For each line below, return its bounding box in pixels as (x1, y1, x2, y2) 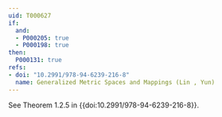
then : (8, 49, 26, 57)
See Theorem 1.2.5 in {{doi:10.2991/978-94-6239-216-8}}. (8, 100, 200, 110)
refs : (8, 64, 26, 72)
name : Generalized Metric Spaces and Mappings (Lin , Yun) (15, 78, 216, 86)
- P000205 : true (15, 33, 69, 42)
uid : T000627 (8, 11, 52, 20)
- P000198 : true (15, 41, 69, 49)
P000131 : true (15, 57, 62, 64)
